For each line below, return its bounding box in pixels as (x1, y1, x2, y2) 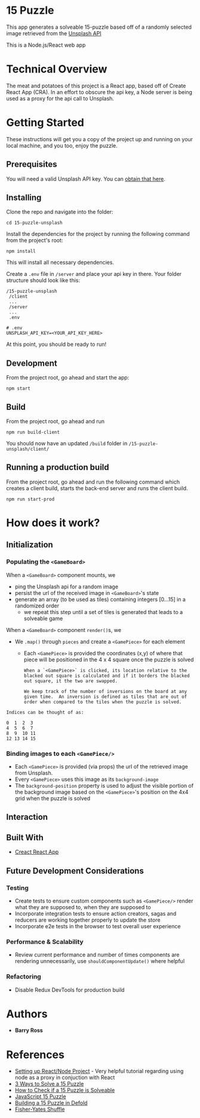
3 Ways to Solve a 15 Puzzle (14, 1080, 84, 1087)
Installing (6, 193, 42, 203)
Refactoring (6, 973, 42, 981)
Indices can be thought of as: (6, 709, 84, 715)
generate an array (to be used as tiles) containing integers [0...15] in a (14, 596, 186, 603)
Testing (6, 883, 29, 892)
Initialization (6, 540, 54, 550)
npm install (6, 248, 36, 254)
